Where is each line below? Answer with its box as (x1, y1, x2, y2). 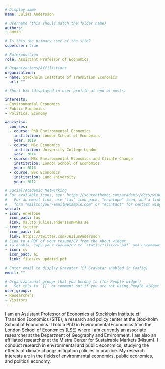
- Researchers (5, 293, 34, 298)
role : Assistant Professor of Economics (5, 57, 89, 61)
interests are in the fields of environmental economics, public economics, (5, 353, 154, 359)
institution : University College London (14, 147, 98, 152)
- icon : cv (5, 247, 27, 252)
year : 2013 (14, 165, 36, 170)
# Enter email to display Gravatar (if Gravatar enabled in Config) (5, 265, 148, 271)
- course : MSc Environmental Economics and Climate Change (9, 156, 133, 161)
